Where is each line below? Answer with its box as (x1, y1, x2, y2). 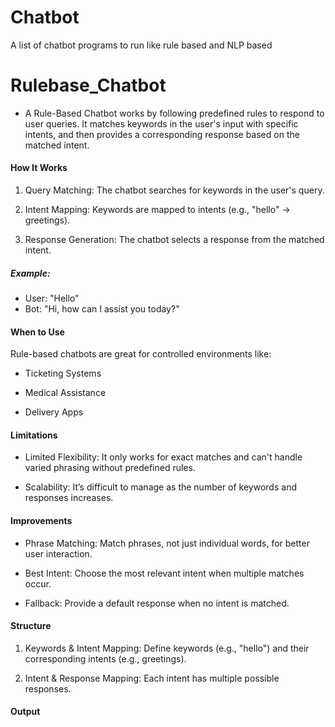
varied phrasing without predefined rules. (24, 462, 196, 474)
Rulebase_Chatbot (10, 74, 167, 97)
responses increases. (24, 492, 114, 504)
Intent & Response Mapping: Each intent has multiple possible (24, 672, 280, 684)
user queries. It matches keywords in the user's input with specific (24, 117, 299, 130)
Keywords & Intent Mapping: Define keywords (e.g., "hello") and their (24, 642, 310, 654)
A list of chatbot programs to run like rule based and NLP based (10, 39, 273, 51)
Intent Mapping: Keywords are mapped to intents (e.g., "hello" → (24, 204, 291, 216)
